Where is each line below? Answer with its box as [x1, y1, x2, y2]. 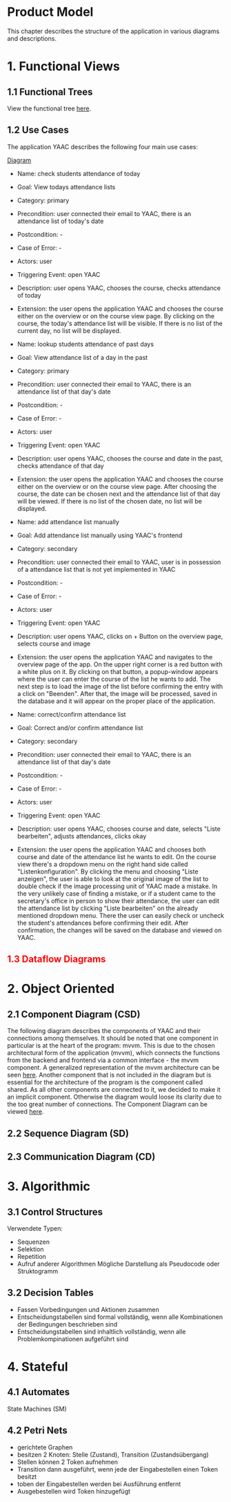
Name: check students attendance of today [17, 169, 141, 177]
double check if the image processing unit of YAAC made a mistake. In [17, 882, 218, 890]
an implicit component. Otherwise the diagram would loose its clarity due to [7, 1092, 222, 1101]
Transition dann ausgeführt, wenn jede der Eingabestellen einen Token [17, 1465, 219, 1473]
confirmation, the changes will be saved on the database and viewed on [17, 926, 222, 934]
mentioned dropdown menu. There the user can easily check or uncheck [17, 911, 225, 919]
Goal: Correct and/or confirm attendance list [17, 723, 143, 732]
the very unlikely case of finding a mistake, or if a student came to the [17, 889, 216, 898]
